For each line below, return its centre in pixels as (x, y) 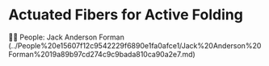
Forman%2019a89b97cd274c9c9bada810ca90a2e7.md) (102, 54)
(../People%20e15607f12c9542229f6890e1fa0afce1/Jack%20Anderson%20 (135, 45)
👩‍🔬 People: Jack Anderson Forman (67, 37)
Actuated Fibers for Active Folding (126, 15)
